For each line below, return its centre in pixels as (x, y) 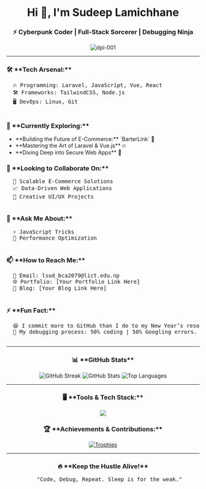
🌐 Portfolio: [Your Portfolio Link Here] (76, 282)
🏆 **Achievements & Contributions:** (103, 429)
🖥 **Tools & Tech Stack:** (103, 398)
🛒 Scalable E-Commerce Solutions (63, 181)
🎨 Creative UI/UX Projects (53, 197)
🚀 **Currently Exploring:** (48, 126)
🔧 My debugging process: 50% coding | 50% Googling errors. (105, 332)
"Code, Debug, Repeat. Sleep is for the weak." (109, 480)
